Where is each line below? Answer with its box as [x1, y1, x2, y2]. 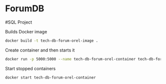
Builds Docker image [5, 28, 47, 34]
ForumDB [5, 3, 44, 14]
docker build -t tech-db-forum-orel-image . [5, 38, 98, 43]
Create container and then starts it [5, 47, 75, 53]
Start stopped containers [5, 65, 56, 71]
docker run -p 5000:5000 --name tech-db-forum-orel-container [5, 56, 136, 61]
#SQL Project [5, 19, 32, 25]
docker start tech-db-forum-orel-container [5, 75, 96, 80]
